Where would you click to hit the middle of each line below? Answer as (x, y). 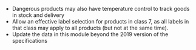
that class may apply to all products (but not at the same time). (90, 28)
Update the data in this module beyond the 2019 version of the (90, 34)
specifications (29, 41)
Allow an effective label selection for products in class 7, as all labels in (100, 21)
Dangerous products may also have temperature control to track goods (101, 9)
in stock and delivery (38, 15)
